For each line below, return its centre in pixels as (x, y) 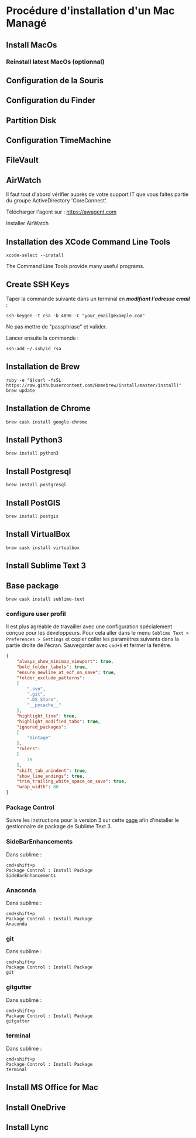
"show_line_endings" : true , (51, 776)
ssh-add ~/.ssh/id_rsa (34, 348)
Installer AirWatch (27, 223)
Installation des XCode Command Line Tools (88, 242)
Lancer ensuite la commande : (42, 338)
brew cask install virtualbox (43, 548)
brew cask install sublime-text (45, 599)
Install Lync (27, 1127)
